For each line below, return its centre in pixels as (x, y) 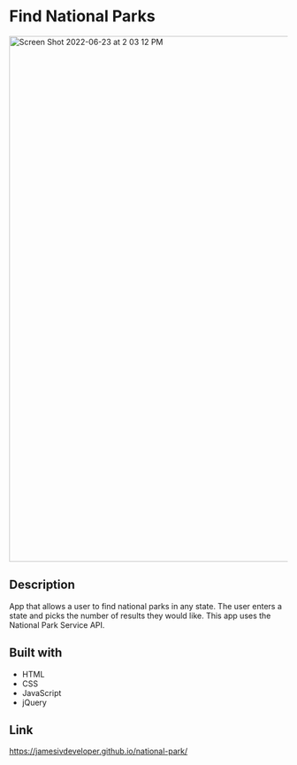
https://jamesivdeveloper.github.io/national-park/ (99, 751)
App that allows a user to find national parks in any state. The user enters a (146, 606)
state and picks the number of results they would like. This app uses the (140, 616)
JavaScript (42, 692)
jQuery (34, 702)
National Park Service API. (57, 624)
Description (42, 585)
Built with (36, 653)
